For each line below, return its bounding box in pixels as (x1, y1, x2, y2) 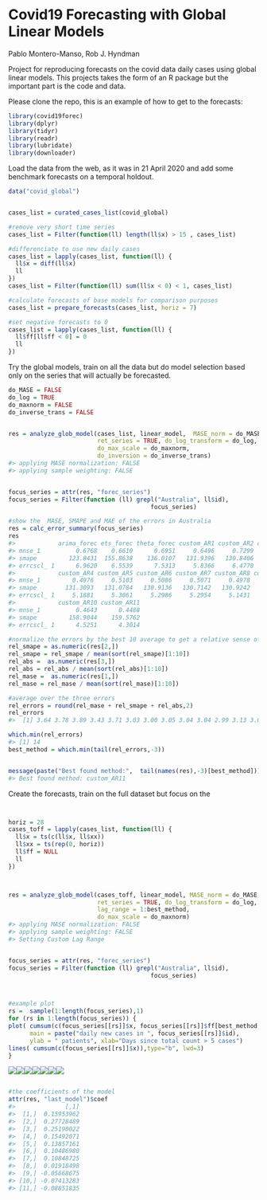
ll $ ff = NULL (15, 848, 59, 856)
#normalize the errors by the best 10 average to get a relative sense (8, 635, 250, 643)
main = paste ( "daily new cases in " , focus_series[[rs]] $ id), (29, 1029, 240, 1037)
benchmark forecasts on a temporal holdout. (8, 172, 154, 182)
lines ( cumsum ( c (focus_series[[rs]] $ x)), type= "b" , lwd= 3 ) (8, 1044, 204, 1053)
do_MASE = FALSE (8, 386, 62, 394)
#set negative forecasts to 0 (8, 318, 109, 326)
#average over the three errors (8, 694, 115, 702)
